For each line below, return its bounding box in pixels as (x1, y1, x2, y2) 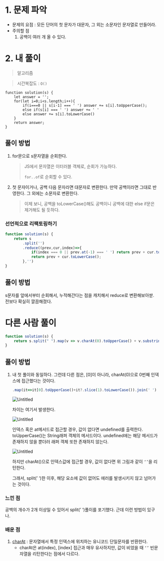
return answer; (14, 120, 45, 125)
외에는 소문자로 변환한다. (31, 190, 79, 196)
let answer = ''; (14, 94, 49, 99)
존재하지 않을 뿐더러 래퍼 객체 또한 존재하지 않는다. (12, 439, 109, 445)
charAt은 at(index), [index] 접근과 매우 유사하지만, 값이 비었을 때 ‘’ (19, 544, 149, 550)
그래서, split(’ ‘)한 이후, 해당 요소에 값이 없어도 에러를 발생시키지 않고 (12, 475, 143, 481)
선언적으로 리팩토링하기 (5, 220, 57, 227)
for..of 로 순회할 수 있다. (24, 173, 72, 179)
